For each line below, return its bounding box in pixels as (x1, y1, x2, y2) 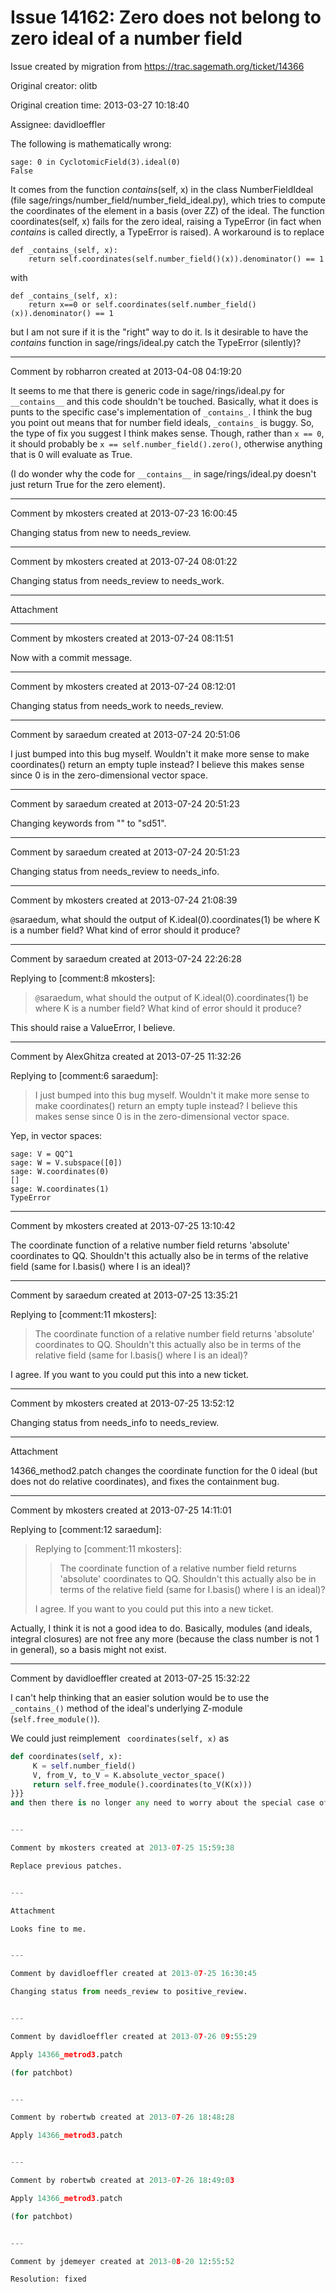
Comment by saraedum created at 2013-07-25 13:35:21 (10, 1289, 238, 1301)
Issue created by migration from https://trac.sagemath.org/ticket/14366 (10, 60, 305, 72)
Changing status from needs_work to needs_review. (10, 699, 224, 711)
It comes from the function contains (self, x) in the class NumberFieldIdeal (10, 183, 314, 195)
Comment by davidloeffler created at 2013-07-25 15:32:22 (10, 1672, 251, 1684)
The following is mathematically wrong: (10, 137, 172, 150)
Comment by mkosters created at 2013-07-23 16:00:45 (10, 507, 238, 519)
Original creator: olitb (10, 79, 98, 91)
